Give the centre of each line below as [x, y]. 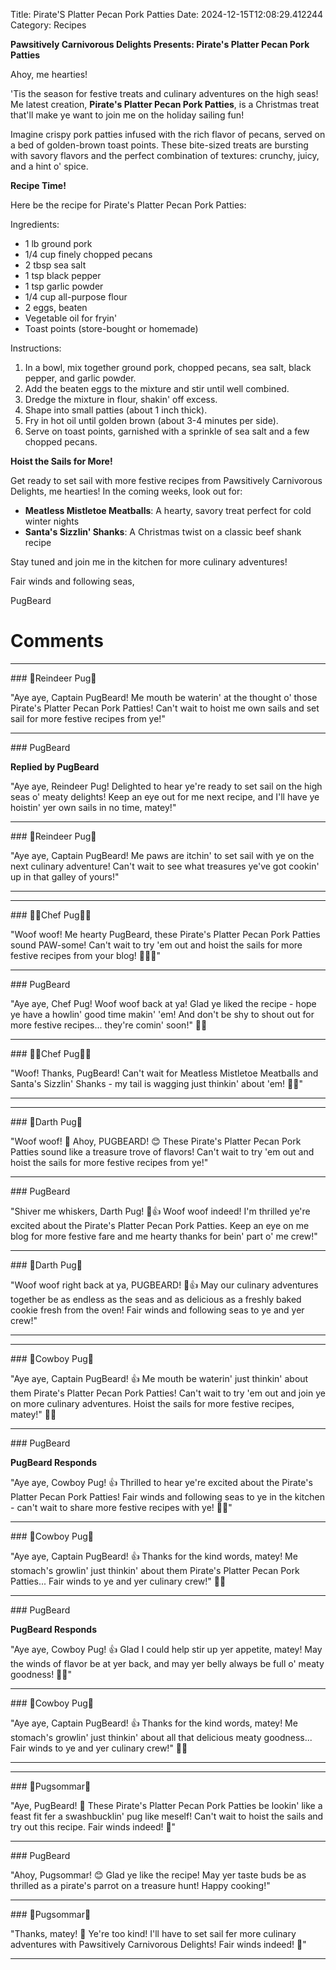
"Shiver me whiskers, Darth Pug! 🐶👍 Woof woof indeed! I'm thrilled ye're [160, 1211]
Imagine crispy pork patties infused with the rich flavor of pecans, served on [168, 134]
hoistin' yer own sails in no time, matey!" [93, 807]
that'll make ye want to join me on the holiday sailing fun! [127, 115]
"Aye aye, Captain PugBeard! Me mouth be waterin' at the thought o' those [164, 697]
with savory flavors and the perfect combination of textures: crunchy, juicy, [165, 155]
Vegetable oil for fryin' [71, 318]
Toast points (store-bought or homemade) [111, 328]
